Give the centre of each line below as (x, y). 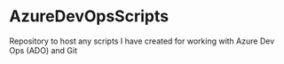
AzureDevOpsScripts (89, 16)
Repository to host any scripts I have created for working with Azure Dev (142, 41)
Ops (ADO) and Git (43, 50)
